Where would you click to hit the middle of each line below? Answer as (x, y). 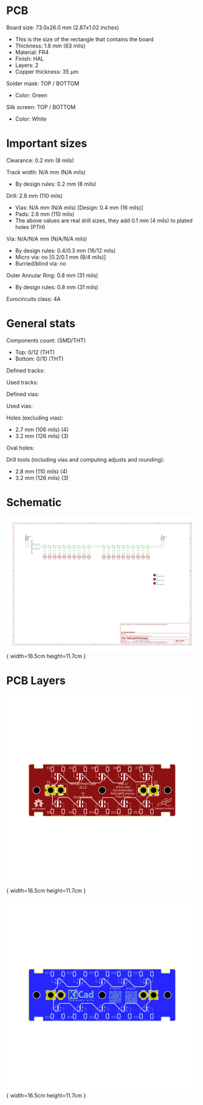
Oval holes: (20, 448)
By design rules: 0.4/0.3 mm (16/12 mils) (65, 250)
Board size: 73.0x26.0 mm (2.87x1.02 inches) (63, 27)
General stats (41, 324)
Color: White (31, 119)
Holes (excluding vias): (35, 417)
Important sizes (47, 143)
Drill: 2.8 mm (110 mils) (34, 196)
